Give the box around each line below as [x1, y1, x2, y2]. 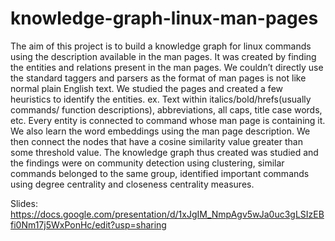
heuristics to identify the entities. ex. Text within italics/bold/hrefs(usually [10, 93, 312, 105]
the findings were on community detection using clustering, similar [10, 157, 285, 169]
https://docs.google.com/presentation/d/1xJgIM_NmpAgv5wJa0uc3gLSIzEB [10, 208, 325, 220]
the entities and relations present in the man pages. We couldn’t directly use [10, 61, 324, 73]
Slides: [10, 197, 38, 209]
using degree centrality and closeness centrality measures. [10, 178, 255, 190]
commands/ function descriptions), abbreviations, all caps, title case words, [10, 103, 323, 116]
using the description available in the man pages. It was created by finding [10, 50, 317, 62]
